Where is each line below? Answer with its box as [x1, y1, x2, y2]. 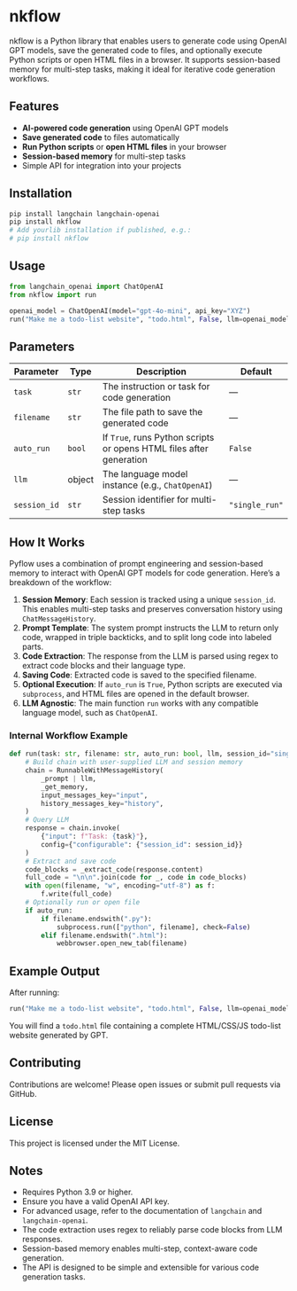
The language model [102, 468, 188, 481]
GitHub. [9, 1088, 37, 1099]
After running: [9, 987, 60, 998]
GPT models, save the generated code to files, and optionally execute [9, 44, 263, 55]
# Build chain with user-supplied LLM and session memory [25, 758, 243, 767]
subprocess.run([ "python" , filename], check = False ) [56, 922, 251, 932]
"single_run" [228, 500, 284, 511]
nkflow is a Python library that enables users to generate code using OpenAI [9, 35, 287, 46]
